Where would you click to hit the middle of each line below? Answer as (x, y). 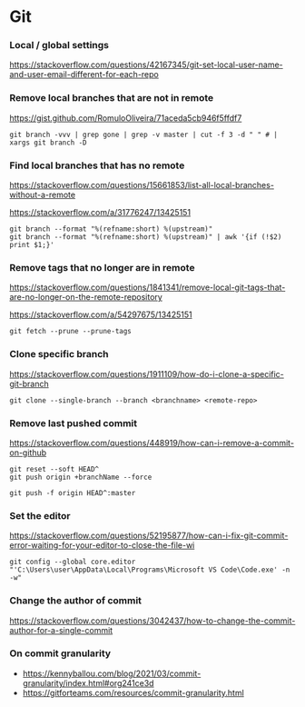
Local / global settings (59, 45)
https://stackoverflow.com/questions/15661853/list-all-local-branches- (142, 185)
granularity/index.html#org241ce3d (88, 682)
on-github (28, 453)
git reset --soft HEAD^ (54, 469)
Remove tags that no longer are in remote (102, 268)
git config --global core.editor (73, 562)
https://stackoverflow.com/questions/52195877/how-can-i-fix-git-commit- (149, 536)
